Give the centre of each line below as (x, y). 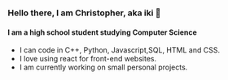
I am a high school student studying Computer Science (102, 32)
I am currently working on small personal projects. (103, 67)
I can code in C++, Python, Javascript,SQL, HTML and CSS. (120, 50)
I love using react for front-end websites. (88, 59)
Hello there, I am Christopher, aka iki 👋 (84, 13)
